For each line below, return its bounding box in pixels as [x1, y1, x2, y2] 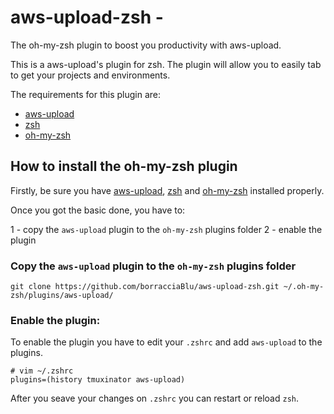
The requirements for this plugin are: [10, 88, 161, 100]
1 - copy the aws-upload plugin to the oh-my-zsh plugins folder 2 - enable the [10, 223, 323, 235]
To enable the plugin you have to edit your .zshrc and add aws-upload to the [10, 336, 323, 348]
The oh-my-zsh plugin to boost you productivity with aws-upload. [10, 39, 282, 51]
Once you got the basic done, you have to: [10, 204, 186, 216]
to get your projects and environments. [10, 69, 171, 81]
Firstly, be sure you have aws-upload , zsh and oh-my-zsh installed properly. [10, 184, 325, 196]
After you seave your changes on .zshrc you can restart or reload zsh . [10, 392, 300, 405]
